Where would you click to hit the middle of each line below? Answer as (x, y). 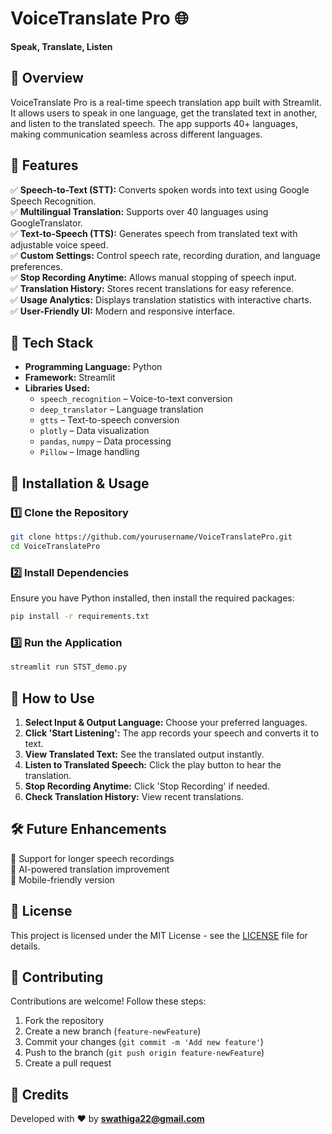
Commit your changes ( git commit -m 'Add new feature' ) (144, 1042)
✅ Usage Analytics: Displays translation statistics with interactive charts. (161, 299)
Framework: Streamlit (70, 378)
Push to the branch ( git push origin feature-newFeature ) (144, 1053)
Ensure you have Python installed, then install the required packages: (152, 598)
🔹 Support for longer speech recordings (92, 858)
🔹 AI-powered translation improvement (90, 869)
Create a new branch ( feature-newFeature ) (113, 1031)
